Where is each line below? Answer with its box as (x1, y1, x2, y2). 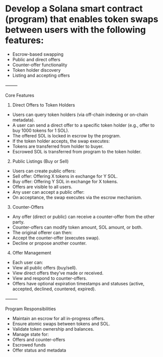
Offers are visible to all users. (12, 184, 73, 190)
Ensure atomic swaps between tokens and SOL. (12, 321, 110, 327)
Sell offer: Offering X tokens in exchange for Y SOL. (12, 173, 118, 179)
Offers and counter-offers (12, 337, 66, 343)
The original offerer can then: (12, 230, 73, 236)
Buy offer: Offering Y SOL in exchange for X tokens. (12, 178, 118, 184)
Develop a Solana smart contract (5, 3, 143, 14)
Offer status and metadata (12, 347, 66, 353)
